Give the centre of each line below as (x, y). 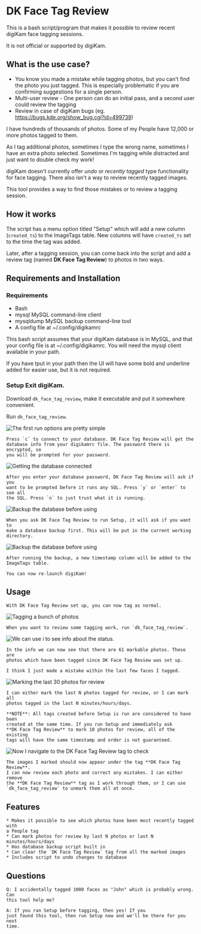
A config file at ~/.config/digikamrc (58, 327)
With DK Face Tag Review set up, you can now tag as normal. (84, 606)
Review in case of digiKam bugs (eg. (60, 111)
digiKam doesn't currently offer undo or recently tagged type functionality (98, 171)
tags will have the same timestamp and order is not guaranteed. (89, 740)
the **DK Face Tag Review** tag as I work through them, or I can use (96, 784)
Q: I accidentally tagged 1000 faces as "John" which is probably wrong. (100, 889)
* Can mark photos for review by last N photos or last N (80, 837)
